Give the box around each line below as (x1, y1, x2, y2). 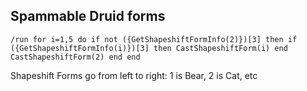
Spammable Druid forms (10, 8, 166, 25)
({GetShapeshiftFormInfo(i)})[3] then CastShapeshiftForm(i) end (10, 43, 288, 53)
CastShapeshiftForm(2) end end (10, 52, 141, 62)
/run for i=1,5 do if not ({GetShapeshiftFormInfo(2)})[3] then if (10, 34, 298, 44)
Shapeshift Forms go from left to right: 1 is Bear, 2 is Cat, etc (10, 69, 258, 81)
